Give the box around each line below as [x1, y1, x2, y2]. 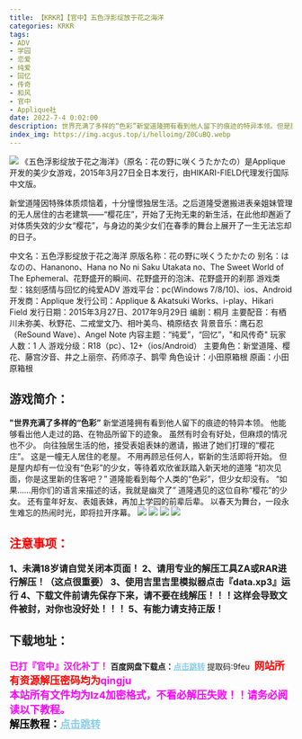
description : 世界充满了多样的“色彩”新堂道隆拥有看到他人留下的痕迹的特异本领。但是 [9, 122, 290, 131]
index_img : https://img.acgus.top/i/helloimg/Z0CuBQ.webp [9, 130, 231, 139]
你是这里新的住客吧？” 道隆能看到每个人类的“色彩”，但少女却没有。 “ [24, 473, 280, 484]
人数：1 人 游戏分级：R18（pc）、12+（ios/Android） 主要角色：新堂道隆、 [9, 340, 283, 351]
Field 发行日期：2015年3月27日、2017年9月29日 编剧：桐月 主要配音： [9, 307, 271, 317]
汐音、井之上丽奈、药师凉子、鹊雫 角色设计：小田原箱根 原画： [40, 352, 274, 362]
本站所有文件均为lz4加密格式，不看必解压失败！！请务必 [9, 689, 279, 702]
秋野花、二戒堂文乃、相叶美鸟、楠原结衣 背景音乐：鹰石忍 [48, 317, 263, 328]
